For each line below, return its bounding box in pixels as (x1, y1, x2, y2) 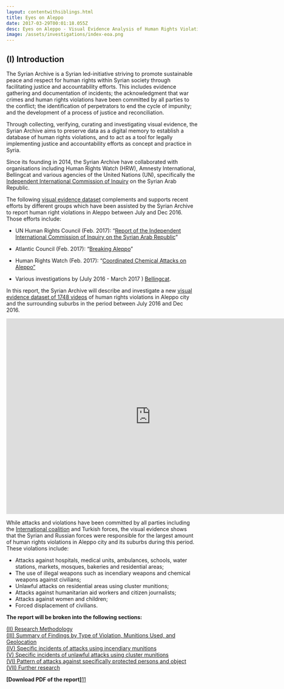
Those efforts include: (6, 215, 62, 222)
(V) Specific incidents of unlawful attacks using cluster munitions (6, 651, 169, 658)
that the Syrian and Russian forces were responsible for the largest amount (6, 532, 194, 539)
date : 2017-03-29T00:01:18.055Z (6, 20, 88, 26)
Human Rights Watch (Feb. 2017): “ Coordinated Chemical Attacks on (15, 256, 187, 264)
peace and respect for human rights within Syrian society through (6, 77, 171, 84)
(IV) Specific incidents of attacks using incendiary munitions (6, 645, 157, 652)
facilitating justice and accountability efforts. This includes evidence (6, 83, 177, 90)
